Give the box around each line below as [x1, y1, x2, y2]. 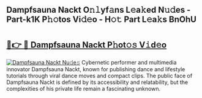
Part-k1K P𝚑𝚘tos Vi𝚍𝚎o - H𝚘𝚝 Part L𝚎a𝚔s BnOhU [6, 15, 197, 25]
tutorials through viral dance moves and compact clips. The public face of [6, 72, 193, 79]
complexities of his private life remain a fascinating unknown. [6, 85, 161, 92]
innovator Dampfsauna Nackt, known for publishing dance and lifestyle [6, 66, 185, 72]
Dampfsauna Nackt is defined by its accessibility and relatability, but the [6, 79, 189, 86]
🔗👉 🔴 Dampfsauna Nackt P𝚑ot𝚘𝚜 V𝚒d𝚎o [6, 40, 167, 50]
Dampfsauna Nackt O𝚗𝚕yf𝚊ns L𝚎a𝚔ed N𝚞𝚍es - [6, 5, 191, 15]
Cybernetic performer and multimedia [81, 59, 177, 66]
